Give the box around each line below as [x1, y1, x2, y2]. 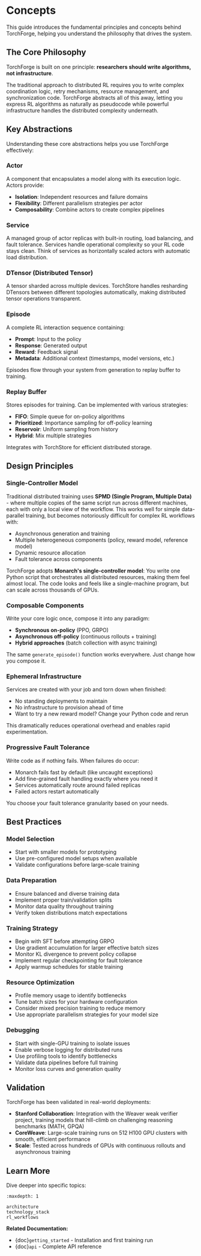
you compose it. [6, 657, 46, 664]
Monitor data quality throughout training [14, 902, 114, 910]
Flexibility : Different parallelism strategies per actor [14, 199, 143, 207]
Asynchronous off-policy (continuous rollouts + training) [14, 633, 157, 640]
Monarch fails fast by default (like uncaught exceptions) [14, 768, 153, 775]
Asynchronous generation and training [14, 530, 110, 537]
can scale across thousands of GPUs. [6, 586, 99, 593]
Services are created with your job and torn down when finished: [6, 686, 167, 693]
